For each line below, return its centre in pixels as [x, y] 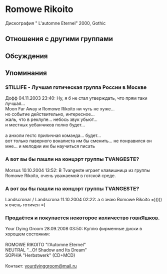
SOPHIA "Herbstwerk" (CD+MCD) [40, 255]
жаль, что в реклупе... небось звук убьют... [51, 119]
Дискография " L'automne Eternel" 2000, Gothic [55, 23]
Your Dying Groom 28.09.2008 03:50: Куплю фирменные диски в [74, 229]
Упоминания [26, 73]
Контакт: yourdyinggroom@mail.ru [41, 266]
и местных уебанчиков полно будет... [45, 125]
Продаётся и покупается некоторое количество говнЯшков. [82, 218]
